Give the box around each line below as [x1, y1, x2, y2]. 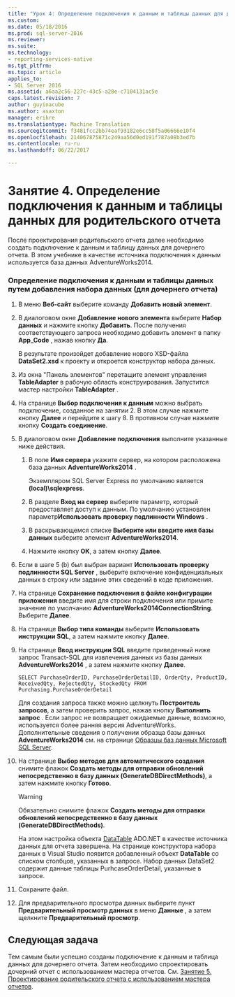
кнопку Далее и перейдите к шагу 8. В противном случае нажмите [17, 414, 220, 422]
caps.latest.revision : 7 [8, 95, 80, 102]
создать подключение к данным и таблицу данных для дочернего [8, 243, 205, 252]
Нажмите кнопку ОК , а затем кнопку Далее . [28, 547, 162, 556]
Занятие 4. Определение [8, 183, 161, 199]
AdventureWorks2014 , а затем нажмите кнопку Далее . [17, 661, 185, 669]
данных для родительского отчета [8, 213, 221, 229]
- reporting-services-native [8, 56, 93, 63]
